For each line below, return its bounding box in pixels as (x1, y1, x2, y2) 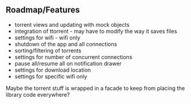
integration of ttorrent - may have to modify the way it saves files (14, 27, 178, 35)
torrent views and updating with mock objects (14, 21, 130, 28)
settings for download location (14, 66, 91, 74)
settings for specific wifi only (14, 72, 88, 80)
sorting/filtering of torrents (14, 47, 82, 54)
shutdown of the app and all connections (14, 40, 117, 47)
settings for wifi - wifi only (14, 33, 80, 41)
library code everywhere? (5, 91, 71, 98)
